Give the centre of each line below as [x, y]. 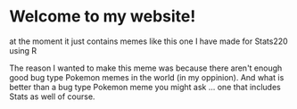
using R [23, 50]
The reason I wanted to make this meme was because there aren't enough [146, 68]
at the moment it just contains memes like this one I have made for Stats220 [148, 41]
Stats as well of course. [52, 96]
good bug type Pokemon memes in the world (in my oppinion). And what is [147, 77]
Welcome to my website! [103, 17]
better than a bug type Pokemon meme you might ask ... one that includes [145, 87]
